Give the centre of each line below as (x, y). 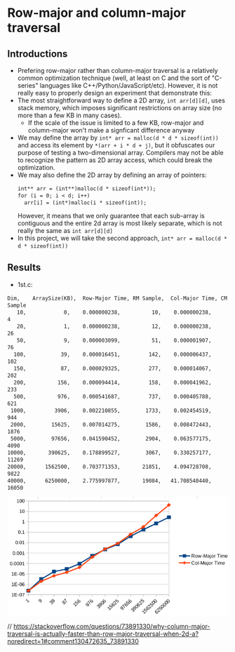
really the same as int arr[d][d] (65, 231)
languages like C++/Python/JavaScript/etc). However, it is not (129, 85)
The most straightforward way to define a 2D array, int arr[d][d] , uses (121, 100)
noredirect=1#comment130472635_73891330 (73, 641)
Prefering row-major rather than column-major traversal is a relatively (118, 71)
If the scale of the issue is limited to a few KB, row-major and (116, 123)
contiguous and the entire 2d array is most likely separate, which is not (120, 223)
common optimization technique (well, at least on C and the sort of (114, 78)
